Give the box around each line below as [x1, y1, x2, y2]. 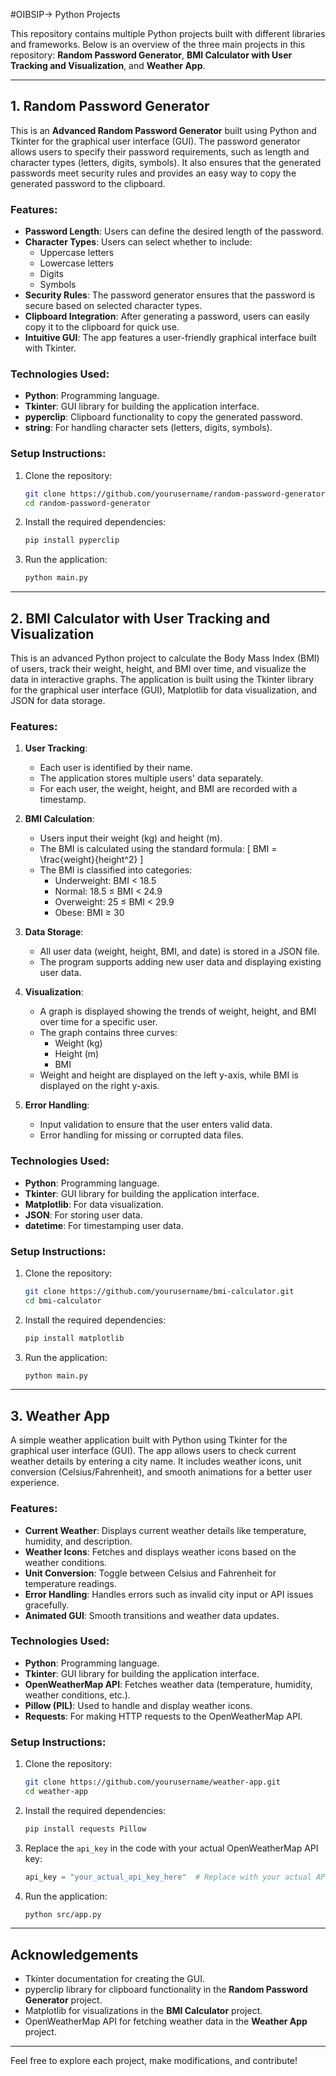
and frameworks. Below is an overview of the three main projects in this [10, 39, 306, 50]
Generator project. [24, 1994, 103, 2006]
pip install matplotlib [24, 1333, 125, 1343]
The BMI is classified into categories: [39, 864, 193, 876]
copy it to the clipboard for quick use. [24, 321, 180, 333]
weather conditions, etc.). [24, 1689, 131, 1701]
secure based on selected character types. [24, 300, 203, 312]
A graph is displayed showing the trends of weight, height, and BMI [39, 1005, 317, 1018]
